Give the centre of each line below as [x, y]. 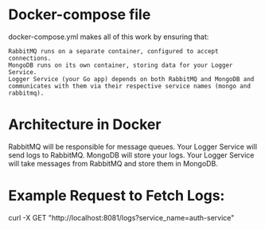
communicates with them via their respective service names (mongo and [129, 86]
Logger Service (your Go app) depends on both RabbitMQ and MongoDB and [131, 79]
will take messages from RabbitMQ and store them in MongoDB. [113, 163]
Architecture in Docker [85, 125]
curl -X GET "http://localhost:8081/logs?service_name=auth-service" [121, 217]
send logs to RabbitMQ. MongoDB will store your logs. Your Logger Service [131, 155]
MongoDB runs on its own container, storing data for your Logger [121, 65]
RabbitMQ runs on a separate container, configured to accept [113, 51]
